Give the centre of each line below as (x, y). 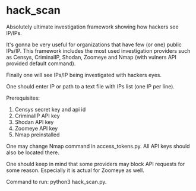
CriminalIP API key (37, 116)
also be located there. (33, 152)
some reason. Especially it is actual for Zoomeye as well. (75, 170)
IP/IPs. (14, 33)
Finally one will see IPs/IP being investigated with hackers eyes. (84, 75)
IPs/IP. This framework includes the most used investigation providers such (98, 50)
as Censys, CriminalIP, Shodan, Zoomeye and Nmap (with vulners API (91, 57)
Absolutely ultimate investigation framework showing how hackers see (93, 27)
